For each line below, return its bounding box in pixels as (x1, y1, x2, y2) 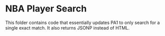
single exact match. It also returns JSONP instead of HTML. (5, 24, 130, 30)
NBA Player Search (5, 3, 87, 14)
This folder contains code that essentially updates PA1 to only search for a (5, 19, 160, 25)
